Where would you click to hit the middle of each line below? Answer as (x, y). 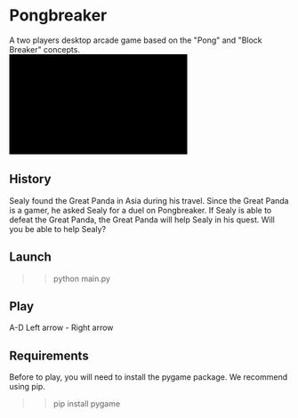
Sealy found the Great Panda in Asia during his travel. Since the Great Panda (149, 200)
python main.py (82, 278)
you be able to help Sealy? (58, 229)
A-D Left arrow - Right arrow (61, 328)
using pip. (28, 387)
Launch (30, 257)
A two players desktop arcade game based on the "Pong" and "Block (136, 40)
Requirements (49, 355)
